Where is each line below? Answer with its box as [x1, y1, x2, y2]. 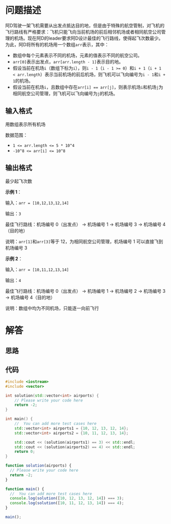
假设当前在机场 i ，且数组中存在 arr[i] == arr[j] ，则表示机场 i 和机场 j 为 [12, 84, 163, 90]
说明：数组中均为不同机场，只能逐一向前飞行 [5, 305, 99, 311]
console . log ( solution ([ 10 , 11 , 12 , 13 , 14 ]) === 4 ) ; [10, 501, 124, 506]
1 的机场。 [12, 77, 33, 84]
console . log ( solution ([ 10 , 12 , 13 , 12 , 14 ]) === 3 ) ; [10, 496, 124, 501]
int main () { [5, 416, 33, 422]
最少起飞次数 [5, 178, 32, 184]
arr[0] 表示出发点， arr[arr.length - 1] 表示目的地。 [12, 58, 124, 65]
